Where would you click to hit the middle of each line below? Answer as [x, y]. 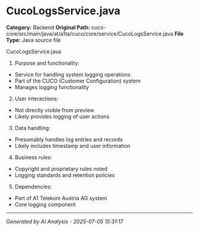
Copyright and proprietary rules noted [61, 169]
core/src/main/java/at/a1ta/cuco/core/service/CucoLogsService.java [90, 33]
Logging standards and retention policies [65, 175]
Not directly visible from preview [54, 110]
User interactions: [36, 99]
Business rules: [33, 157]
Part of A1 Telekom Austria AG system [61, 198]
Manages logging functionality [52, 87]
